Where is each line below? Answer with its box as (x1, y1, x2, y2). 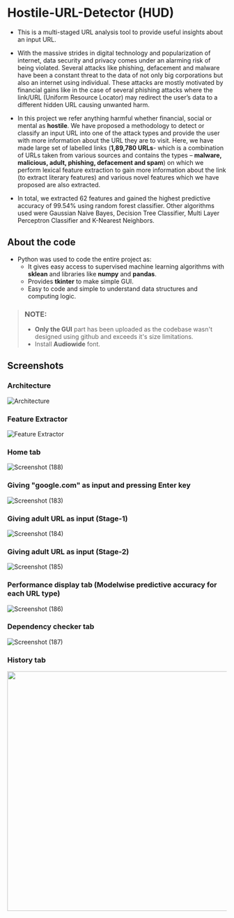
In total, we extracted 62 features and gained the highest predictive (17, 193, 211, 203)
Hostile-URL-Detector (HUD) (7, 5, 174, 21)
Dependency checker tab (7, 622, 95, 631)
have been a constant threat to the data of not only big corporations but (17, 71, 224, 79)
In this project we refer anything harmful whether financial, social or (17, 113, 212, 122)
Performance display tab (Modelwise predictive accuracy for (7, 580, 217, 589)
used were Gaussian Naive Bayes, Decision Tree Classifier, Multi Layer (17, 209, 220, 217)
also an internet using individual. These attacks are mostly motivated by (17, 78, 224, 86)
